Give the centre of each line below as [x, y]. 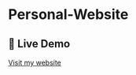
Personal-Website [68, 15]
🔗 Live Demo [39, 44]
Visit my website [35, 62]
